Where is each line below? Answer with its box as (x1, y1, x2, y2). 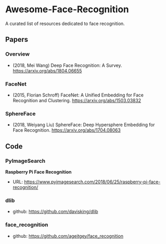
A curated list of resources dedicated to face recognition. (5, 20, 125, 27)
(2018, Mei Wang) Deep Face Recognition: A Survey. (12, 62, 122, 68)
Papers (5, 35, 28, 44)
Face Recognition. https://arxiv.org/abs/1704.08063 (12, 127, 121, 133)
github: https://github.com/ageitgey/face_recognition (12, 233, 123, 239)
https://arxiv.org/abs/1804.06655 (12, 67, 82, 74)
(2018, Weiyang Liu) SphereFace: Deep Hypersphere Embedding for (12, 121, 155, 128)
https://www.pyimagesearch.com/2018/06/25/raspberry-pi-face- (24, 179, 161, 185)
